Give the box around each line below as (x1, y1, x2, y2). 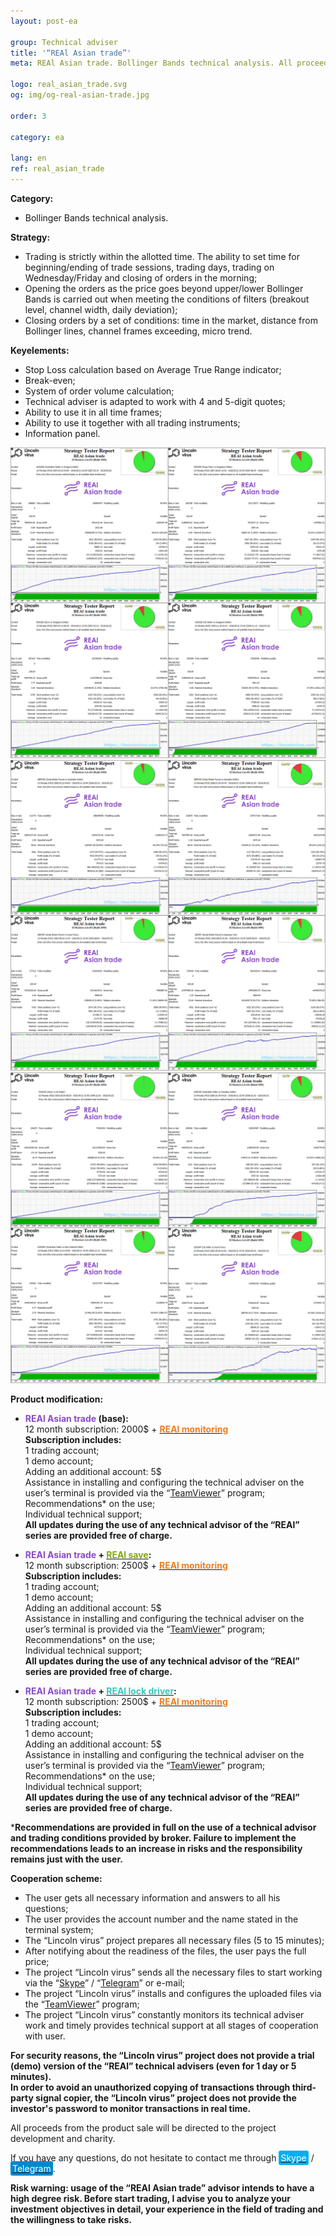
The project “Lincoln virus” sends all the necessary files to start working (24, 1966, 323, 1979)
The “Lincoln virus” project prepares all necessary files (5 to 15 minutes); (24, 1935, 325, 1947)
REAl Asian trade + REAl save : (24, 1549, 152, 1561)
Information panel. (24, 427, 101, 439)
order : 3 (10, 111, 47, 121)
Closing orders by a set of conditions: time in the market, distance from (24, 314, 318, 326)
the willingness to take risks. (10, 2214, 132, 2226)
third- (291, 2081, 317, 2094)
